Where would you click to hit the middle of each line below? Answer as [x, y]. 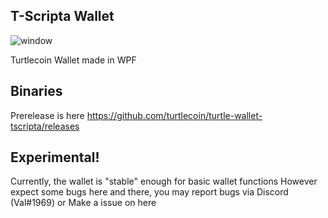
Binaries [36, 91]
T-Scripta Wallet [62, 16]
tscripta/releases [45, 126]
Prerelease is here [47, 115]
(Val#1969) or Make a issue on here [83, 203]
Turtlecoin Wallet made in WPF [73, 60]
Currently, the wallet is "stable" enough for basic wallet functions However [164, 181]
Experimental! [55, 157]
